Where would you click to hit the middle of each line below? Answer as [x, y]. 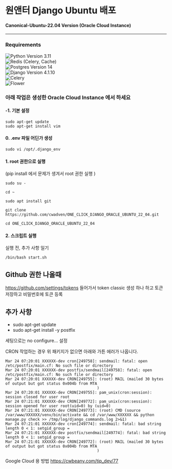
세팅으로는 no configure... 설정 [37, 340]
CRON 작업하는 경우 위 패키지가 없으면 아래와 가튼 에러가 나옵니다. [72, 352]
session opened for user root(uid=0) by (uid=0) [58, 406]
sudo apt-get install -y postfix [44, 330]
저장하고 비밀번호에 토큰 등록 [34, 294]
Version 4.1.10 [41, 72]
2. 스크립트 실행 [21, 236]
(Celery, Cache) [40, 61]
